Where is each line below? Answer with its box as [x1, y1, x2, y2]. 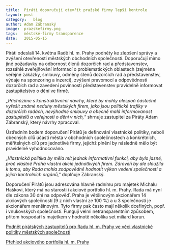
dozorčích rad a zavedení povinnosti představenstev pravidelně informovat [6, 82, 163, 88]
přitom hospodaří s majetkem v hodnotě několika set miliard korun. [6, 213, 146, 219]
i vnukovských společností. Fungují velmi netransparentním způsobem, [6, 208, 155, 214]
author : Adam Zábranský [6, 21, 56, 27]
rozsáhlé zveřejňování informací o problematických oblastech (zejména [6, 66, 155, 72]
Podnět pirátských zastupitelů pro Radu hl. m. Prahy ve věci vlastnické [6, 224, 153, 230]
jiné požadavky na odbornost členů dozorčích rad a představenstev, [6, 61, 149, 67]
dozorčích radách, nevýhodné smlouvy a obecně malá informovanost [6, 108, 152, 115]
